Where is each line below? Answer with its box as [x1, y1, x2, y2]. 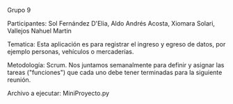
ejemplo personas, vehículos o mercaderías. [7, 48, 134, 55]
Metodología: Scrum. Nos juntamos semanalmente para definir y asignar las [7, 61, 225, 69]
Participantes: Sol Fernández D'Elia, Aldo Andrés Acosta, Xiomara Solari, [7, 19, 216, 27]
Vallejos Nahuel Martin [7, 27, 72, 35]
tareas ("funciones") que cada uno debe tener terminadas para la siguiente [7, 69, 223, 76]
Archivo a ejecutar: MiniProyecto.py [7, 89, 110, 97]
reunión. [7, 76, 31, 84]
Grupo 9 [7, 6, 31, 14]
